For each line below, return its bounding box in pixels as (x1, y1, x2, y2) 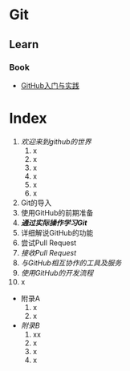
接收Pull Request (20, 248, 77, 257)
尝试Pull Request (20, 238, 77, 248)
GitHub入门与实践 (20, 80, 79, 90)
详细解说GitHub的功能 (20, 228, 94, 237)
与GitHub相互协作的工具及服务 (20, 258, 122, 268)
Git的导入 (20, 198, 52, 208)
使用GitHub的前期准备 (20, 208, 94, 217)
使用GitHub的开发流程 (20, 268, 94, 277)
